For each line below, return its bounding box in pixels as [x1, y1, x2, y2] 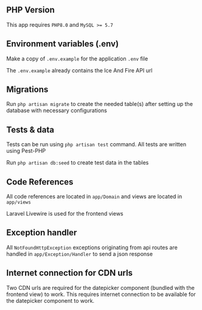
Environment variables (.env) [6, 39, 119, 49]
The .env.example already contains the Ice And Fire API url [6, 66, 153, 74]
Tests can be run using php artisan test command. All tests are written [6, 141, 187, 148]
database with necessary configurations [6, 107, 108, 114]
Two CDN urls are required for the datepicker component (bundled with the [6, 284, 195, 291]
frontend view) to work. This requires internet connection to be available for [6, 291, 196, 298]
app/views [6, 199, 32, 206]
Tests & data [6, 124, 55, 135]
